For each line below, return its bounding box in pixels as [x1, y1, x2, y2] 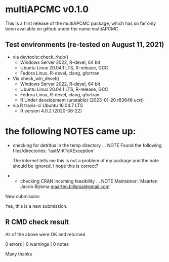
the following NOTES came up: [5, 125, 136, 137]
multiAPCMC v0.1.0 [5, 4, 89, 15]
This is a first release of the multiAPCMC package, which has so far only [5, 20, 156, 26]
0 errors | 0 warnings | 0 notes [5, 241, 69, 247]
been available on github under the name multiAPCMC [5, 25, 119, 31]
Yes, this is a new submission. [5, 203, 68, 209]
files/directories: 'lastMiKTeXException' [12, 147, 95, 154]
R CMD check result [5, 218, 69, 227]
